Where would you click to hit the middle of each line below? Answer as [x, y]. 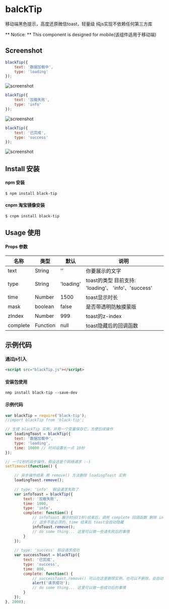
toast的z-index [104, 316]
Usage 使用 [23, 233]
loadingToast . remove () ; [39, 480]
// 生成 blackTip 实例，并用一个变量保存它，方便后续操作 [59, 429]
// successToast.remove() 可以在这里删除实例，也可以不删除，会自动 [98, 578]
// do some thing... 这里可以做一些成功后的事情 [79, 588]
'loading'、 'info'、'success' [119, 288]
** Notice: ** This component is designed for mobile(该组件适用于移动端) [81, 34]
